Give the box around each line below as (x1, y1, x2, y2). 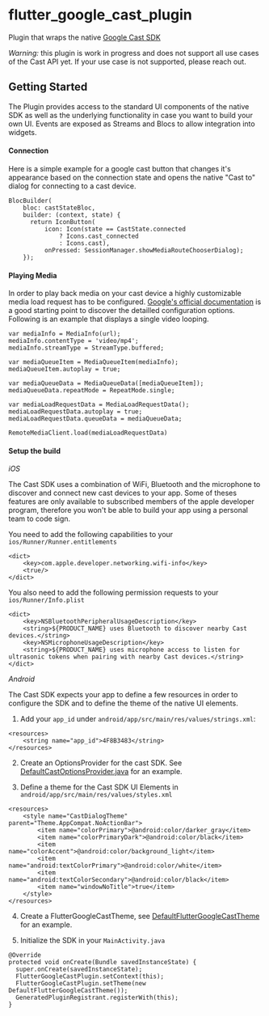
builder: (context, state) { (23, 210, 121, 219)
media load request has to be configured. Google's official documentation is (8, 297, 262, 307)
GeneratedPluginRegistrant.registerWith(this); (15, 993, 179, 1002)
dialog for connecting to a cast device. (8, 180, 137, 191)
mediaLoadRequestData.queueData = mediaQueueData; (8, 415, 183, 423)
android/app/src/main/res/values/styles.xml (19, 791, 173, 799)
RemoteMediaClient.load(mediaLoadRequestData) (8, 429, 168, 438)
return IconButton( (29, 218, 95, 226)
